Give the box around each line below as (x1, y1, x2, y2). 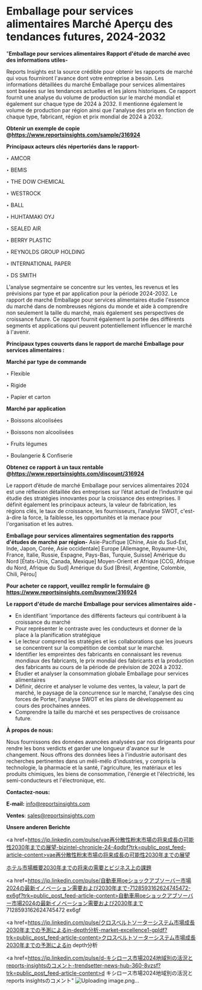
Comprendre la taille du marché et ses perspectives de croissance (14, 708, 180, 716)
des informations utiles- (6, 56, 68, 63)
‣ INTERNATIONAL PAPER (6, 260, 71, 267)
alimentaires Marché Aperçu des (6, 17, 173, 31)
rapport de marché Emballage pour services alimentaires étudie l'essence (6, 296, 190, 303)
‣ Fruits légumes (6, 440, 48, 447)
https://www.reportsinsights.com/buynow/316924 (6, 588, 137, 596)
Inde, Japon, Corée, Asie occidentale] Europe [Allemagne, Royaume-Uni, (6, 545, 188, 552)
